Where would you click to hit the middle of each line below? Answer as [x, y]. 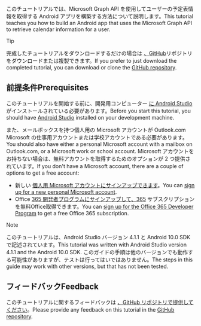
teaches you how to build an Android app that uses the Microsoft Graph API [99, 23]
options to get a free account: [43, 173]
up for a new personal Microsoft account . [66, 192]
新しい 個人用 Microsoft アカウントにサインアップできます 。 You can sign [105, 185]
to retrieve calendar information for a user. [58, 29]
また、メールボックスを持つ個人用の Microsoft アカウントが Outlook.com [96, 130]
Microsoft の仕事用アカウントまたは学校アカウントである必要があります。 [97, 137]
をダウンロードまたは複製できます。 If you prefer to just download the [92, 61]
